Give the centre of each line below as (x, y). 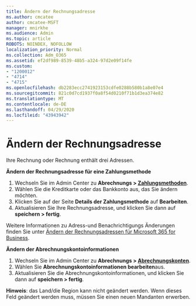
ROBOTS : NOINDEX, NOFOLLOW (39, 45)
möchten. (26, 195)
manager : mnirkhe (27, 28)
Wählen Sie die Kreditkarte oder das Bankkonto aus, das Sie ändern (96, 189)
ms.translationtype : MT (35, 98)
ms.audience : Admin (30, 33)
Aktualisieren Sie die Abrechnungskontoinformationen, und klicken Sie (99, 273)
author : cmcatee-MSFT (32, 22)
